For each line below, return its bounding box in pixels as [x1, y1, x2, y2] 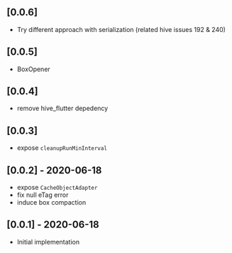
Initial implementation [16, 237, 80, 246]
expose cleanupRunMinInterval [16, 144, 108, 152]
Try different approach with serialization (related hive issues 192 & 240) [16, 25, 226, 33]
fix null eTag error [16, 190, 69, 199]
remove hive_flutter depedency [16, 104, 109, 113]
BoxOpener [16, 65, 50, 73]
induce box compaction [16, 198, 87, 207]
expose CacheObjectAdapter [16, 183, 98, 192]
